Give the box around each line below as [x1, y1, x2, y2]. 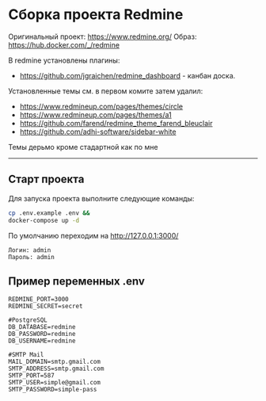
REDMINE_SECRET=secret [8, 303, 83, 311]
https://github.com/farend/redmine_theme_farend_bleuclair [19, 118, 213, 128]
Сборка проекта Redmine [8, 6, 184, 24]
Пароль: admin [8, 253, 55, 261]
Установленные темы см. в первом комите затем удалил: [8, 86, 203, 96]
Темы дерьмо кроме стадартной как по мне [8, 142, 158, 151]
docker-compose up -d [8, 216, 80, 224]
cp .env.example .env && [8, 208, 90, 217]
